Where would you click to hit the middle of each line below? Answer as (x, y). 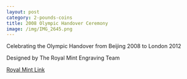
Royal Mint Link (26, 70)
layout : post (23, 12)
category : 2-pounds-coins (39, 18)
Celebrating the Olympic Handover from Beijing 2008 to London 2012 (94, 46)
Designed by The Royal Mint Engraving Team (63, 58)
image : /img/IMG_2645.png (39, 29)
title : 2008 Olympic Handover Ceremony (57, 23)
